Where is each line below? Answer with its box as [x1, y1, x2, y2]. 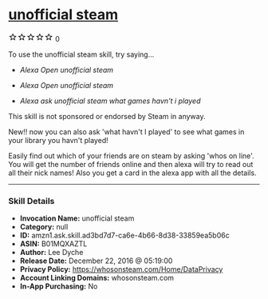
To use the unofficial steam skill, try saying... [8, 50, 155, 59]
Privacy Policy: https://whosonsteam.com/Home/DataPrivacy [19, 265, 223, 274]
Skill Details [8, 195, 55, 206]
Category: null [19, 222, 69, 232]
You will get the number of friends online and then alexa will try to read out [8, 159, 254, 169]
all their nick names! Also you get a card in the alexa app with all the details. [8, 168, 257, 177]
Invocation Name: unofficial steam [19, 213, 135, 223]
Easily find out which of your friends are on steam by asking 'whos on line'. [8, 150, 254, 161]
